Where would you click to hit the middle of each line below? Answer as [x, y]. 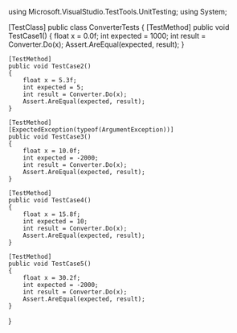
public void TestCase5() [50, 264]
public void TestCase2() [50, 66]
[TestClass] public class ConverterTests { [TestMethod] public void [119, 27]
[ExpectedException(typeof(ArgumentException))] [91, 130]
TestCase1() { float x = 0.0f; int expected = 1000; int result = [107, 36]
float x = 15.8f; [52, 214]
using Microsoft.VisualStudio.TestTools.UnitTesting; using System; [118, 12]
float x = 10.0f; [52, 151]
